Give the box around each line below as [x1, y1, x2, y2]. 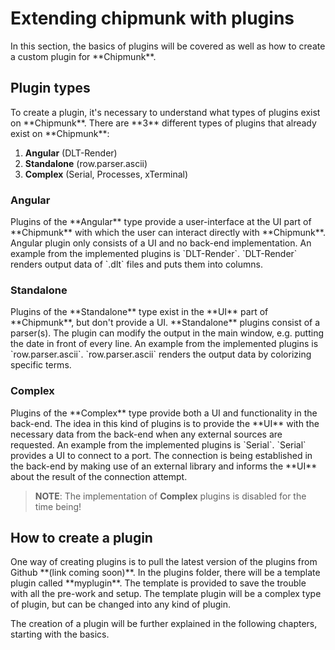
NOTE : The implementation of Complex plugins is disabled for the [34, 490, 307, 502]
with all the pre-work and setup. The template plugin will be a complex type [10, 588, 322, 600]
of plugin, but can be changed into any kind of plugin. [10, 598, 231, 611]
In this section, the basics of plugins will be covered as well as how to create [10, 40, 326, 52]
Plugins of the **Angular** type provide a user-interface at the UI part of [10, 216, 312, 228]
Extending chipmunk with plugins [10, 7, 295, 30]
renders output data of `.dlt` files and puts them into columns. [10, 258, 263, 271]
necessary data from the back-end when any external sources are [10, 428, 283, 440]
